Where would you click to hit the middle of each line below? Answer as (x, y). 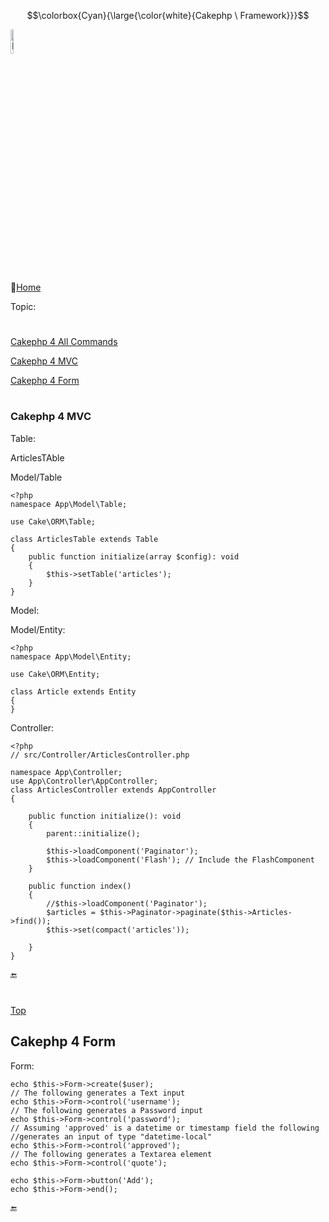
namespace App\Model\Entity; (71, 656)
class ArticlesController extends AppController (113, 790)
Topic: (23, 306)
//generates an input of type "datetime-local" (111, 1136)
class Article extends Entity (73, 691)
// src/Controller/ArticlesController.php (100, 755)
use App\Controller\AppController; (84, 781)
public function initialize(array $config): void (134, 556)
